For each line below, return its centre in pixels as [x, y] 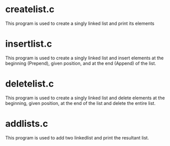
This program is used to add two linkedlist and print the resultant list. [77, 137]
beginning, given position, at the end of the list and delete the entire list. [80, 103]
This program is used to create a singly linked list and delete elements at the [85, 98]
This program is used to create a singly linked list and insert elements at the [84, 58]
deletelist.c [30, 84]
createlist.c [30, 9]
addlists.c [27, 124]
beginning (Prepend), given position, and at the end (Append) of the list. [81, 63]
